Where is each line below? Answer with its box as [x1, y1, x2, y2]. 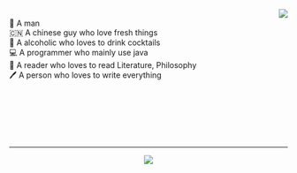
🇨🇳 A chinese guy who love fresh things [9, 27, 158, 38]
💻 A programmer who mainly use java [9, 48, 148, 57]
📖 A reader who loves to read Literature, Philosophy [9, 60, 197, 70]
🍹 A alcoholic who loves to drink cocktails [9, 37, 161, 48]
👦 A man [9, 18, 41, 28]
